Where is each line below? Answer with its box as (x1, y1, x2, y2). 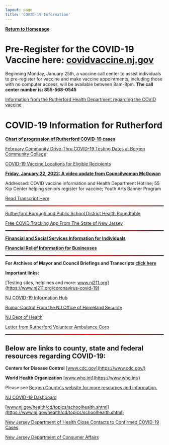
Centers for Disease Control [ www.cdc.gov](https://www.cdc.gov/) (5, 365, 146, 371)
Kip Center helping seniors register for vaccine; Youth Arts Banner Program (5, 186, 161, 192)
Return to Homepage (5, 26, 50, 32)
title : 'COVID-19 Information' (5, 12, 71, 17)
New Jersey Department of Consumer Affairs (5, 434, 99, 440)
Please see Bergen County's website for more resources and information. (5, 385, 157, 391)
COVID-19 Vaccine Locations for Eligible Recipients (5, 161, 111, 167)
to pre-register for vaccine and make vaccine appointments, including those (5, 76, 162, 82)
